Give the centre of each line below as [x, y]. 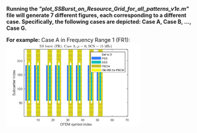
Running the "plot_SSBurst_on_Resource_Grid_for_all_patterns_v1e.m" [98, 9]
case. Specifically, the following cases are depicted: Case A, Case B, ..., [99, 22]
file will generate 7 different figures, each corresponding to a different [96, 15]
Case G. [17, 28]
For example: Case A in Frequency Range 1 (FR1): [68, 40]
